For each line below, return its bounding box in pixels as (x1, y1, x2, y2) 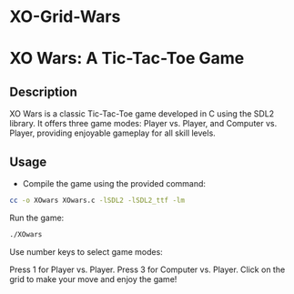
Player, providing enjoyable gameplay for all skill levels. (9, 127, 216, 138)
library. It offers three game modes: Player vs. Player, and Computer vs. (9, 118, 278, 129)
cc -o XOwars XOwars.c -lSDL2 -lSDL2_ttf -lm (9, 196, 185, 205)
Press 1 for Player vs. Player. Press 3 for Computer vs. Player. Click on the (9, 264, 286, 275)
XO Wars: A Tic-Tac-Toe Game (9, 48, 245, 69)
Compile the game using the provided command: (22, 178, 207, 188)
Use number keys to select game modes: (9, 246, 164, 257)
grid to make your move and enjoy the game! (9, 273, 177, 284)
